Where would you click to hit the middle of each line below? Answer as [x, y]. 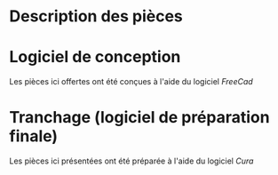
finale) [34, 136]
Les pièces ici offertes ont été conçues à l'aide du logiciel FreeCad [131, 82]
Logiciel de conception [95, 57]
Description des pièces [96, 16]
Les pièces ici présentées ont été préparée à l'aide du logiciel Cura [131, 161]
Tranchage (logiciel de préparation [139, 118]
